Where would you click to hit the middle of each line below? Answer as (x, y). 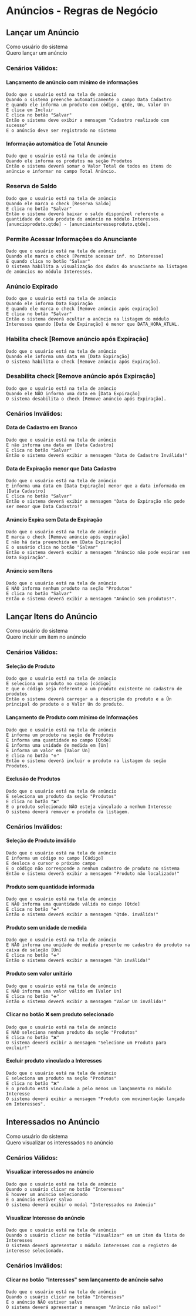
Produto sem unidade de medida (46, 927)
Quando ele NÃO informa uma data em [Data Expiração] (73, 393)
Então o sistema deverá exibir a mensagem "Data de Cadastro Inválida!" (97, 455)
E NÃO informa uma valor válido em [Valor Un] (64, 991)
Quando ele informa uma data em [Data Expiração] (68, 356)
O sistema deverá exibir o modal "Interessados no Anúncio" (81, 1205)
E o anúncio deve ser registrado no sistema (61, 131)
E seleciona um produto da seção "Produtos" (61, 796)
